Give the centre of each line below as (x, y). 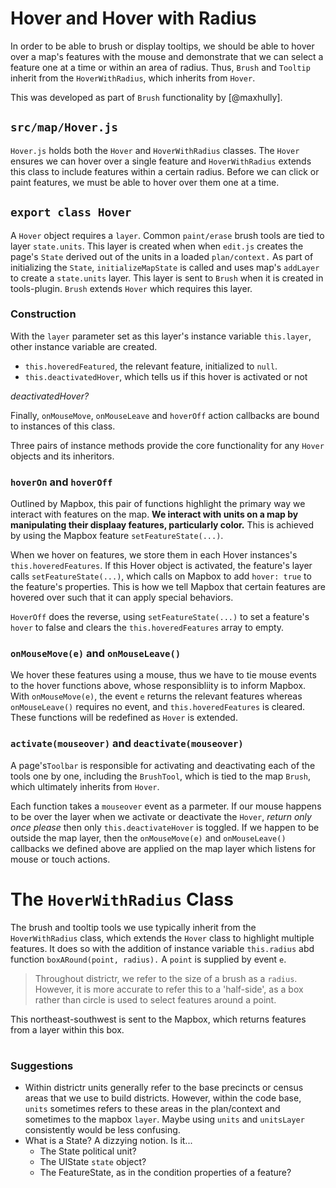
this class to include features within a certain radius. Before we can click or (165, 171)
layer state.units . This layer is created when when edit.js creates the (157, 246)
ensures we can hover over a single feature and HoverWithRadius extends (161, 161)
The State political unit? (88, 1151)
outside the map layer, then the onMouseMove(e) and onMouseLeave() (148, 838)
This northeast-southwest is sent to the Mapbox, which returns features (158, 1019)
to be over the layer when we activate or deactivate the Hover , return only (161, 816)
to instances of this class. (63, 426)
